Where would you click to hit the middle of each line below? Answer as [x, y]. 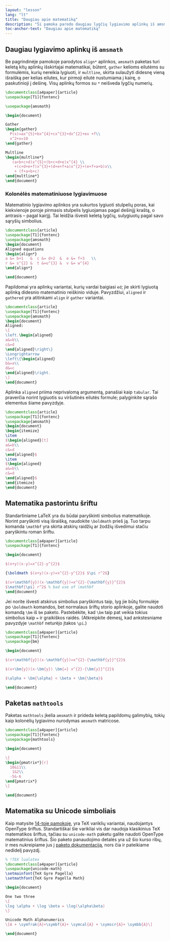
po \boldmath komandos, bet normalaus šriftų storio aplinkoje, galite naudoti [84, 607]
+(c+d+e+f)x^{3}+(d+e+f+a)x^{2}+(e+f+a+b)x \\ [63, 167]
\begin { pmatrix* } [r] [27, 763]
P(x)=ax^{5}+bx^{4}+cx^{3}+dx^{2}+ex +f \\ [55, 134]
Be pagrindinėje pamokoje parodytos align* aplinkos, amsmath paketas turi [82, 61]
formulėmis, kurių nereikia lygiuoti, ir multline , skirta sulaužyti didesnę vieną [85, 72]
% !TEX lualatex [22, 859]
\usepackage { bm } [22, 642]
